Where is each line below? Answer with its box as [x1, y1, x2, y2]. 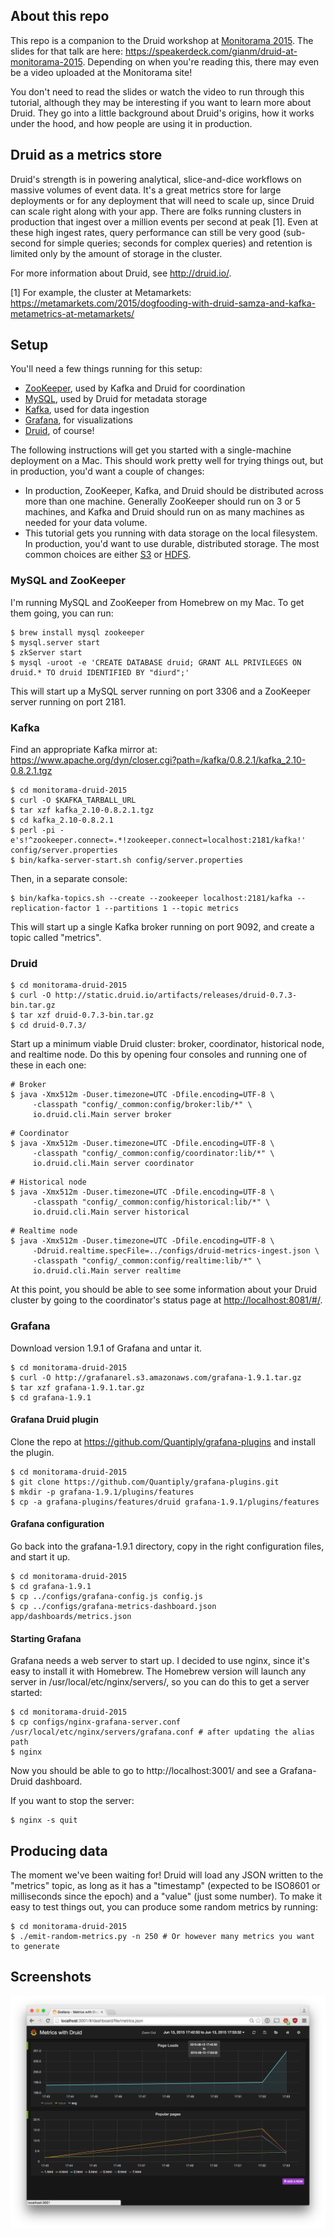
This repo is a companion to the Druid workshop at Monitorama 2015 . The [10, 34, 314, 46]
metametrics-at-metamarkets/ [10, 307, 135, 319]
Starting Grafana [10, 1632, 82, 1644]
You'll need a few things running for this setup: [10, 363, 203, 375]
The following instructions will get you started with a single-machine [10, 444, 292, 456]
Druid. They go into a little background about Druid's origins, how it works [10, 107, 315, 119]
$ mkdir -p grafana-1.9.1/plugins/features [10, 1487, 195, 1497]
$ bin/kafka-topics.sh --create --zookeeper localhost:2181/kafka [10, 894, 293, 904]
